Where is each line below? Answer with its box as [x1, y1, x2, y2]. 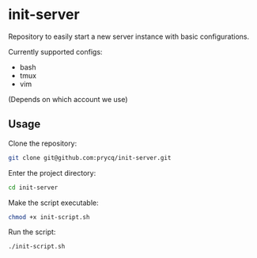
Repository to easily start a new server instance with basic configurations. [8, 32, 250, 41]
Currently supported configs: [8, 47, 103, 56]
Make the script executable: [8, 198, 99, 207]
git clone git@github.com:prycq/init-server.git [8, 154, 172, 161]
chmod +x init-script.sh [8, 213, 90, 221]
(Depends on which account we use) [8, 94, 128, 104]
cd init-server [8, 184, 59, 192]
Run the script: [8, 227, 56, 237]
